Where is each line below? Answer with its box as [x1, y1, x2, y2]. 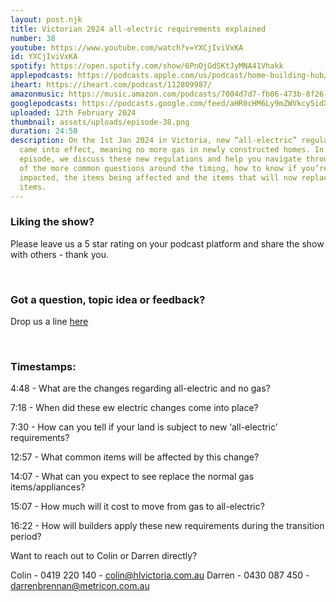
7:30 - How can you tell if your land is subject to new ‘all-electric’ [10, 421, 278, 433]
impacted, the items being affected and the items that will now [19, 172, 298, 183]
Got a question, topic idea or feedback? [10, 292, 206, 306]
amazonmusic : [10, 89, 65, 99]
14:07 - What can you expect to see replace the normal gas [10, 471, 255, 483]
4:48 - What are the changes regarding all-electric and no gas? [10, 382, 271, 395]
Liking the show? [10, 215, 95, 229]
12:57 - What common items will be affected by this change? [10, 451, 260, 463]
